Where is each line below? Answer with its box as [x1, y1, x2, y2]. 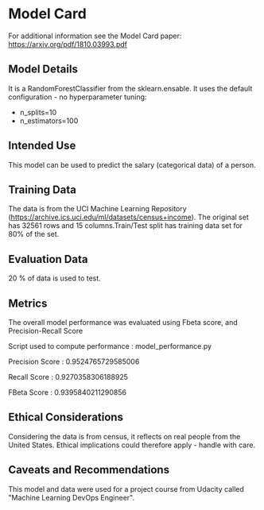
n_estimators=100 [19, 116, 79, 126]
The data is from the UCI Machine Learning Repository [8, 204, 187, 214]
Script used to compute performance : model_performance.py [8, 342, 212, 350]
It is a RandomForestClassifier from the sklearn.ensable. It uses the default [8, 83, 253, 93]
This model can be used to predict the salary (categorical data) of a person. [8, 160, 256, 169]
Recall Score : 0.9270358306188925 [8, 373, 129, 381]
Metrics [8, 296, 48, 310]
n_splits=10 [19, 107, 57, 117]
